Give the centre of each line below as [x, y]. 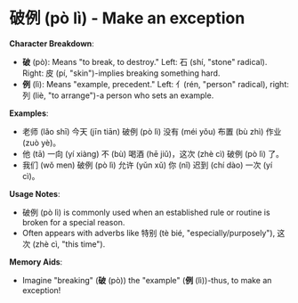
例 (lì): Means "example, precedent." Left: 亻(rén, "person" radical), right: [155, 84]
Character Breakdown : [52, 43]
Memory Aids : [36, 262]
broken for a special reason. [73, 222]
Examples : [29, 113]
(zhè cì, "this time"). [69, 244]
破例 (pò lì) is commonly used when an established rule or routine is [146, 212]
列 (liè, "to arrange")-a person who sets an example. [118, 95]
